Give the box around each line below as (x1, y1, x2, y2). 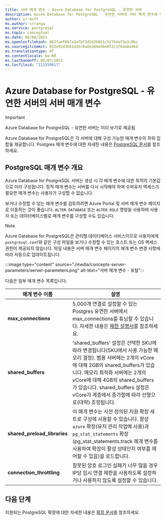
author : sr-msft (5, 16, 39, 21)
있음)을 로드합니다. (88, 453, 130, 460)
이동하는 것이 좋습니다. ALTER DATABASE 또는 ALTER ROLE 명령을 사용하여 (10, 207, 149, 212)
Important (5, 114, 25, 120)
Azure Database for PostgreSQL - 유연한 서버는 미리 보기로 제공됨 (5, 125, 135, 131)
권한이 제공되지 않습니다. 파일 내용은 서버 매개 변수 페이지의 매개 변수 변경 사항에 (5, 245, 161, 251)
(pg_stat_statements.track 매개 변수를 (72, 438, 158, 445)
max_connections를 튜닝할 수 (72, 315, 139, 322)
